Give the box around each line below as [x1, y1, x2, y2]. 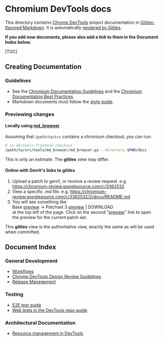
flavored [5, 24, 22, 30]
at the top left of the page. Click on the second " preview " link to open [12, 209, 151, 215]
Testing [5, 291, 23, 298]
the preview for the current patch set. [12, 214, 88, 220]
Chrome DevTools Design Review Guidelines [12, 273, 101, 280]
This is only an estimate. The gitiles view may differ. [5, 156, 109, 162]
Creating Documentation [5, 63, 82, 71]
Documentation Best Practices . [12, 93, 74, 99]
